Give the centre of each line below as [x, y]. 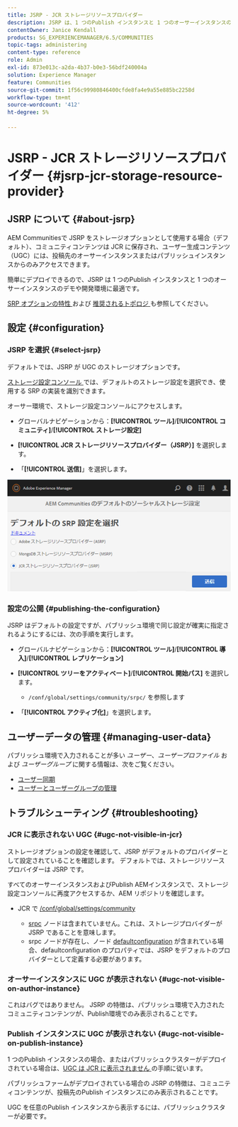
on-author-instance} [44, 989]
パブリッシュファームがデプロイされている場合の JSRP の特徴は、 [103, 1084]
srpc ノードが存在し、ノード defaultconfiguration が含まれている [123, 941]
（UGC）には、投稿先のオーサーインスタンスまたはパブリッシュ [101, 255]
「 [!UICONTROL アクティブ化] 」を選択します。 [86, 712]
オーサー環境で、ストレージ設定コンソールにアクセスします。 [97, 405]
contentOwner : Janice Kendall [52, 30]
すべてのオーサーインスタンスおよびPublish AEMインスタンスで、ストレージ [118, 884]
